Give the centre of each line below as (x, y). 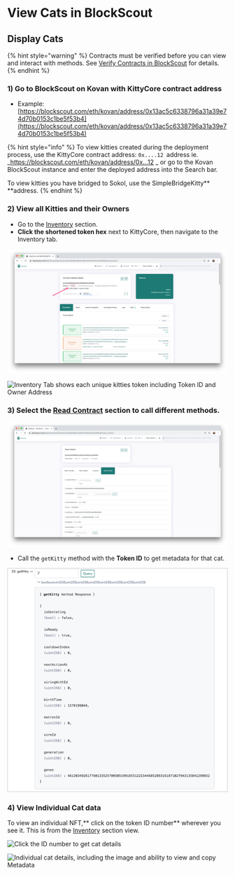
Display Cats (36, 39)
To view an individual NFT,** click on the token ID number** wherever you (114, 823)
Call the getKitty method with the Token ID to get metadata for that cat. (121, 558)
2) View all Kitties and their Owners (68, 209)
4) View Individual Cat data (54, 808)
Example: (31, 104)
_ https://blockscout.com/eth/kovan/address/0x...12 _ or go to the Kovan (110, 162)
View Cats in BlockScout (80, 13)
